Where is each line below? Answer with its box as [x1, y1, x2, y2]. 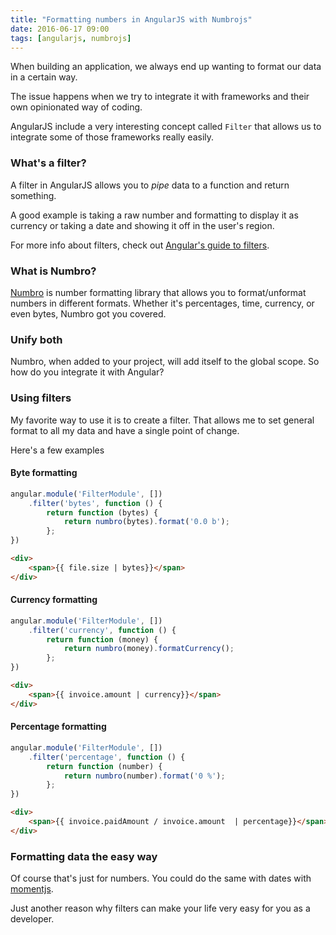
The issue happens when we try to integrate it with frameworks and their [10, 91, 310, 103]
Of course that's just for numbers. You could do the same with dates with [10, 872, 312, 885]
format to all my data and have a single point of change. [10, 424, 240, 436]
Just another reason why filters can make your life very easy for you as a [10, 902, 311, 915]
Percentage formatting [10, 721, 107, 733]
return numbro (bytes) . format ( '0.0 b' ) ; [63, 517, 230, 527]
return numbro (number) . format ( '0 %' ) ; [63, 771, 226, 781]
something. [10, 189, 57, 201]
